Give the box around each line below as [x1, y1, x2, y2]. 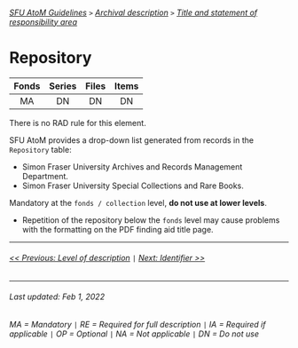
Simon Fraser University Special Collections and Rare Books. [21, 180, 244, 191]
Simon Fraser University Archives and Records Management [21, 161, 243, 172]
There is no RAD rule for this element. [9, 117, 146, 128]
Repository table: [9, 144, 73, 154]
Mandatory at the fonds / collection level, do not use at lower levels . [9, 197, 268, 208]
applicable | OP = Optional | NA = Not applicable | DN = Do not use [9, 328, 260, 339]
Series [48, 80, 77, 92]
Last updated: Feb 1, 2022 [9, 291, 105, 302]
